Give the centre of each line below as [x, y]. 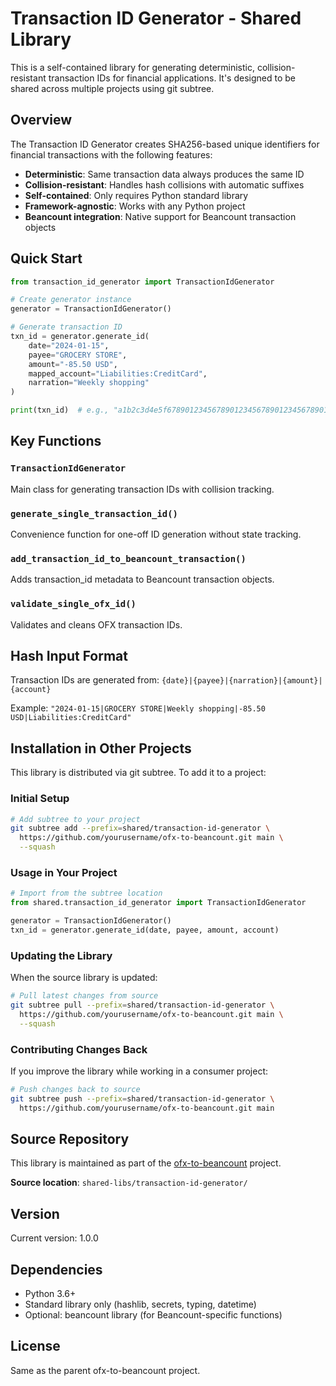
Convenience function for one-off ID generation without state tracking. [156, 534]
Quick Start [46, 258]
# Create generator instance [71, 300]
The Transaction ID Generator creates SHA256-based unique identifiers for [165, 144]
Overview [41, 120]
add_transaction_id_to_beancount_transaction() [128, 558]
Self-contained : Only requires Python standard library [136, 195]
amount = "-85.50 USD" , [73, 364]
